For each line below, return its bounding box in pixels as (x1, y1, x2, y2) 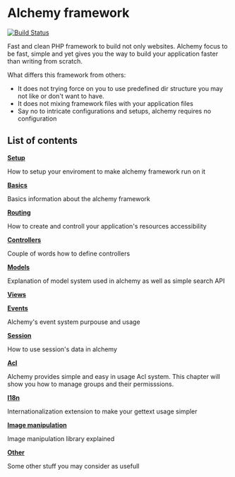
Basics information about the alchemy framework (7, 194, 150, 203)
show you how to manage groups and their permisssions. (7, 380, 174, 388)
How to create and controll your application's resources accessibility (7, 222, 207, 230)
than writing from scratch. (7, 56, 83, 65)
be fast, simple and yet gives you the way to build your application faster (7, 49, 219, 58)
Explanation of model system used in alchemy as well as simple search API (7, 277, 225, 285)
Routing (7, 208, 31, 217)
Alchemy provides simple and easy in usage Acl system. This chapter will (7, 372, 220, 380)
